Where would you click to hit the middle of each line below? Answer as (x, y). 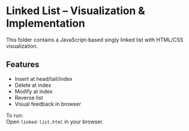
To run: (15, 115)
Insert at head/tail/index (43, 78)
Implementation (46, 23)
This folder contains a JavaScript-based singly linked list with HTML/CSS (95, 40)
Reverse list (29, 97)
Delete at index (33, 85)
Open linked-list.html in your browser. (55, 122)
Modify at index (34, 91)
